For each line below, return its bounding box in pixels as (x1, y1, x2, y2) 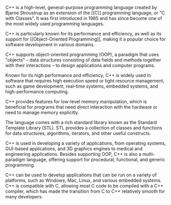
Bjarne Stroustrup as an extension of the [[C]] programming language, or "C (5, 10, 165, 16)
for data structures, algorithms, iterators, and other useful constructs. (5, 130, 152, 136)
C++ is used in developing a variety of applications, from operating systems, (5, 140, 166, 146)
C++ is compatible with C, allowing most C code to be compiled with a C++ (5, 183, 164, 189)
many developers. (5, 194, 43, 199)
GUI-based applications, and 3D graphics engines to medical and (5, 146, 143, 152)
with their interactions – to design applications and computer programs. (5, 63, 156, 68)
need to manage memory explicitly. (5, 110, 79, 115)
